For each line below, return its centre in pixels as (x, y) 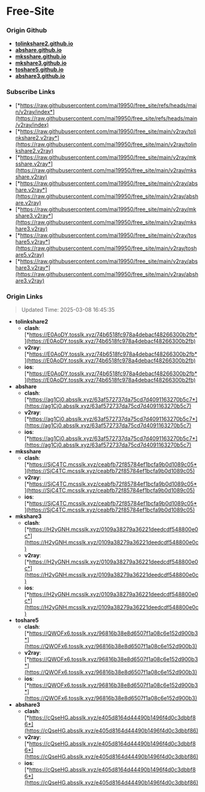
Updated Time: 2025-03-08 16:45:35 (68, 310)
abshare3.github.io (40, 76)
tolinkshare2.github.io (44, 43)
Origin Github (27, 31)
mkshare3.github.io (41, 63)
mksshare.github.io (41, 57)
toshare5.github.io (39, 70)
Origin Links (25, 296)
